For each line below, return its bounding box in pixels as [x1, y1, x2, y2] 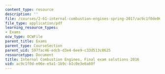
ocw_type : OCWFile [5, 35, 43, 39]
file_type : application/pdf [5, 20, 63, 26]
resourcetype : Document [5, 52, 54, 57]
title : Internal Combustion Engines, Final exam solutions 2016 [5, 57, 139, 62]
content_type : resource [5, 7, 54, 12]
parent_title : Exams [5, 39, 48, 44]
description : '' [5, 12, 38, 17]
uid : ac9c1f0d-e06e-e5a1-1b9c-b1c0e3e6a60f [5, 61, 96, 66]
